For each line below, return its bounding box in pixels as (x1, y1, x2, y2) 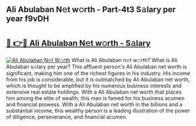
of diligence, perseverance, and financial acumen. (6, 114, 128, 120)
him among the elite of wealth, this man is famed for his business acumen (6, 95, 185, 101)
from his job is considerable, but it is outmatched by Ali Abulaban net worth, (6, 76, 190, 83)
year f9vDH (6, 14, 49, 24)
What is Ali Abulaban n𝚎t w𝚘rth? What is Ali (71, 57, 178, 63)
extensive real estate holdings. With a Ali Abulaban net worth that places (6, 88, 182, 96)
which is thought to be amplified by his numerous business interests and (6, 82, 182, 89)
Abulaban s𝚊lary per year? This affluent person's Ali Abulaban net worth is (6, 63, 187, 70)
